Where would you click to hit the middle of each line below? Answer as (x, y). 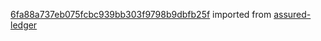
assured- (292, 14)
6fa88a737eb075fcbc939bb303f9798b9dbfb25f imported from (141, 14)
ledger (24, 25)
